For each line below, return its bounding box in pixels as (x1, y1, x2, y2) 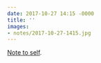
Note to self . (7, 48, 42, 57)
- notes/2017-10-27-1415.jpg (7, 29, 91, 37)
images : (7, 23, 30, 30)
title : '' (7, 17, 36, 24)
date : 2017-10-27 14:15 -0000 (7, 10, 95, 17)
